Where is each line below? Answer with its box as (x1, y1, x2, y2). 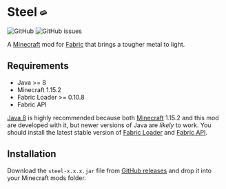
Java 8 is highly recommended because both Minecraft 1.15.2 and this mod (7, 113, 219, 122)
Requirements (7, 60, 69, 72)
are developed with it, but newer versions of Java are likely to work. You (7, 121, 212, 129)
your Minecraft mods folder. (7, 173, 86, 182)
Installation (7, 148, 56, 160)
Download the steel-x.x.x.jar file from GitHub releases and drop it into (7, 166, 212, 175)
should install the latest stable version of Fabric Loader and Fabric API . (7, 128, 208, 136)
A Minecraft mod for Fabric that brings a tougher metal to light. (7, 40, 185, 48)
